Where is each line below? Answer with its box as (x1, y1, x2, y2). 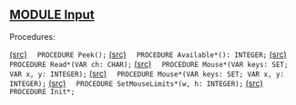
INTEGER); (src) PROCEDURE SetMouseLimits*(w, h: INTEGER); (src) (9, 77, 264, 89)
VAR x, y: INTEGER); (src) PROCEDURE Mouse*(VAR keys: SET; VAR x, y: (9, 68, 285, 79)
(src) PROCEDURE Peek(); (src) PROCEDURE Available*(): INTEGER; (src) (9, 49, 287, 60)
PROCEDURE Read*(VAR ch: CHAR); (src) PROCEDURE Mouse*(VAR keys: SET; (9, 58, 289, 69)
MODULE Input (9, 7, 95, 23)
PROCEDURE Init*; (9, 87, 76, 96)
